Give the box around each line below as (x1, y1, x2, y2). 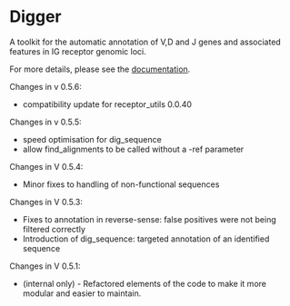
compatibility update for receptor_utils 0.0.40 (22, 98, 193, 110)
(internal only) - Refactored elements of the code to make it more (22, 278, 266, 289)
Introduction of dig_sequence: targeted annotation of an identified (22, 233, 270, 244)
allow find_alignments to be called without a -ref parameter (22, 143, 245, 154)
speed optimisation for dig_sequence (22, 133, 162, 144)
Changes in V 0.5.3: (9, 196, 84, 207)
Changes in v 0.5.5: (9, 116, 82, 127)
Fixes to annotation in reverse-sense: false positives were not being (22, 213, 276, 224)
